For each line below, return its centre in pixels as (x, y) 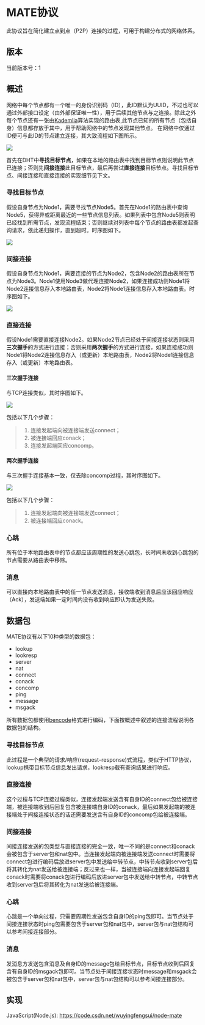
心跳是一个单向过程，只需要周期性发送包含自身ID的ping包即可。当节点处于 (100, 917)
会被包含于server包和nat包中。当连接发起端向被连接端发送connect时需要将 (101, 854)
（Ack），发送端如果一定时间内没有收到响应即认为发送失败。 (82, 599)
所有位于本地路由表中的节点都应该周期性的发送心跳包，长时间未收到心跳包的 (103, 552)
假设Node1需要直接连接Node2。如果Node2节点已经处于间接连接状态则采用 (101, 340)
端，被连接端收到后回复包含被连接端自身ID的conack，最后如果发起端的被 (99, 806)
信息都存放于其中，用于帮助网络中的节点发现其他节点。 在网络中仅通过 (106, 128)
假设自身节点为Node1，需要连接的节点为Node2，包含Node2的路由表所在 (98, 274)
